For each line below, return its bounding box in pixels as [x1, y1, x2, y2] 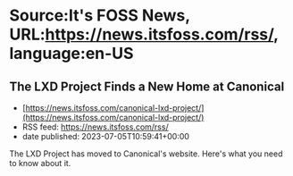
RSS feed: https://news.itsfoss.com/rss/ [21, 122, 169, 132]
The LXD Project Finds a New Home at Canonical [9, 79, 285, 94]
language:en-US [9, 44, 134, 63]
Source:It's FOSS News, [9, 5, 190, 26]
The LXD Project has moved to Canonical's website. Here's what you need [9, 148, 283, 159]
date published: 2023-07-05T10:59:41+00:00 [21, 131, 190, 141]
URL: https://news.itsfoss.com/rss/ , [9, 24, 279, 45]
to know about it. [9, 158, 71, 168]
